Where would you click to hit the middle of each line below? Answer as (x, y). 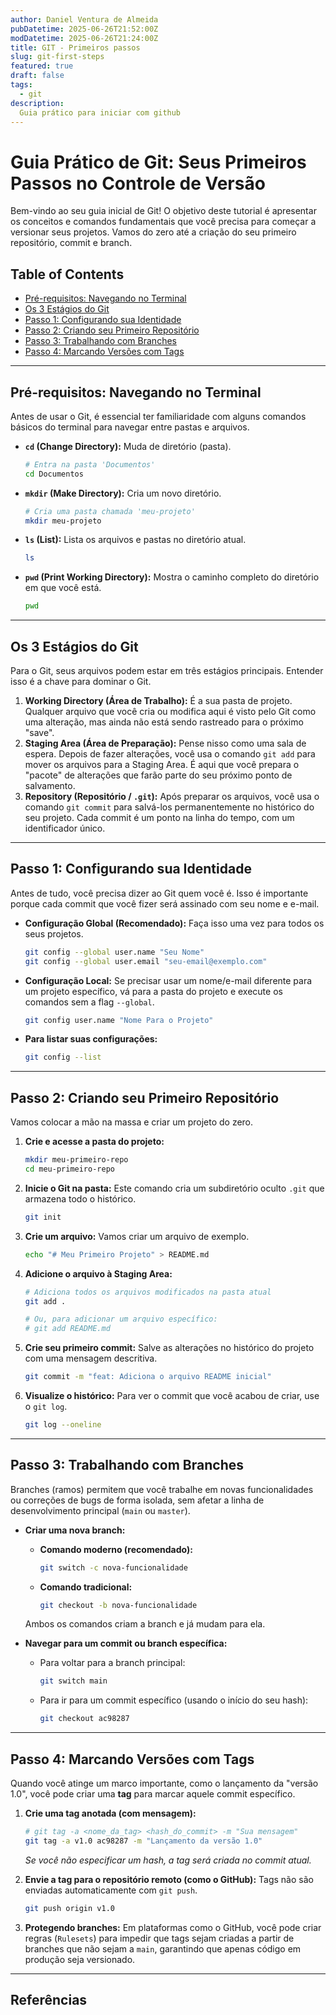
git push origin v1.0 (69, 1908)
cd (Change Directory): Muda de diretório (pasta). (128, 446)
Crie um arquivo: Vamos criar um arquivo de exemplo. (137, 1236)
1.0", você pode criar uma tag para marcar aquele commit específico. (153, 1794)
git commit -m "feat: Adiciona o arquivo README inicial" (148, 1377)
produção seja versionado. (80, 1959)
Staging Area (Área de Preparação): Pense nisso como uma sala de (165, 743)
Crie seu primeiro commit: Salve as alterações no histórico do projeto (169, 1348)
